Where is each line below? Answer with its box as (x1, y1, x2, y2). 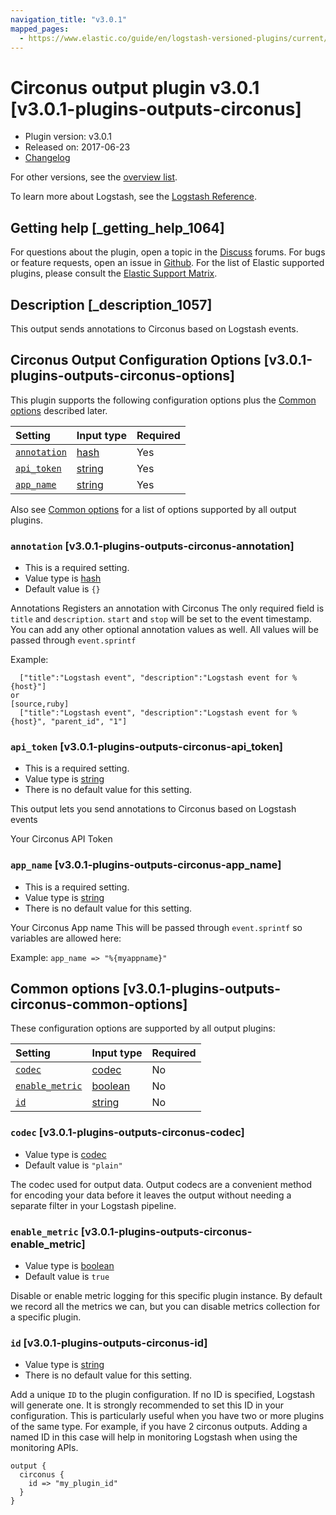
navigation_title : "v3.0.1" (10, 14, 128, 25)
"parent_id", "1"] (50, 717, 128, 727)
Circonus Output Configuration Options (10, 352, 262, 369)
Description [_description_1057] (10, 296, 213, 313)
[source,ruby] (10, 699, 70, 710)
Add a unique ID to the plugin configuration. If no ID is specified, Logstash (10, 1389, 315, 1401)
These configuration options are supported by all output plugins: (10, 1022, 276, 1035)
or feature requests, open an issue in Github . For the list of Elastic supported (10, 257, 325, 269)
